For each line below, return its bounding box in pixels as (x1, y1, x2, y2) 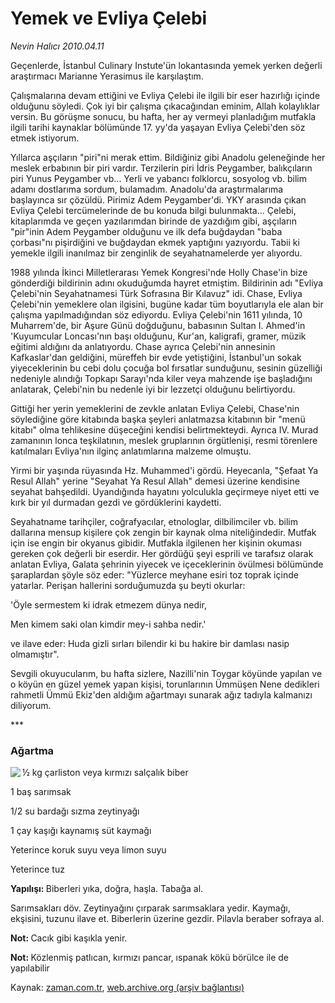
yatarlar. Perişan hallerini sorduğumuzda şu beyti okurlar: (10, 579, 246, 591)
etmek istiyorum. (10, 132, 80, 144)
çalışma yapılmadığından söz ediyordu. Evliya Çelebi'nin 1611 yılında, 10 (10, 308, 303, 321)
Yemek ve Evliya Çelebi (10, 7, 208, 30)
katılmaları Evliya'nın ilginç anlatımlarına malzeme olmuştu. (10, 445, 252, 457)
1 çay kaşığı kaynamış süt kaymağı (10, 825, 152, 837)
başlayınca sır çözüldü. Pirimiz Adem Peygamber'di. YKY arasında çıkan (10, 193, 307, 206)
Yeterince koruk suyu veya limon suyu (10, 844, 167, 856)
